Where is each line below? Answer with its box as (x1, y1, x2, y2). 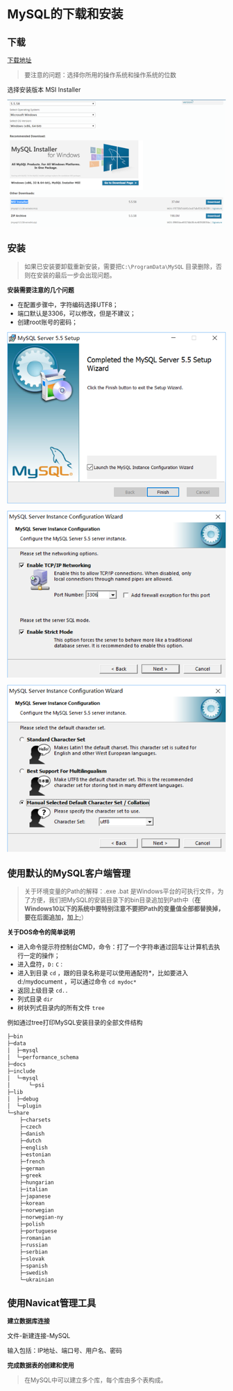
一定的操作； (23, 952, 60, 960)
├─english (19, 1144, 49, 1151)
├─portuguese (19, 1228, 58, 1235)
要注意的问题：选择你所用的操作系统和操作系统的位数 (24, 71, 177, 79)
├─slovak (19, 1255, 45, 1262)
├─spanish (19, 1262, 49, 1269)
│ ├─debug (7, 1096, 39, 1103)
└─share (7, 1109, 30, 1116)
